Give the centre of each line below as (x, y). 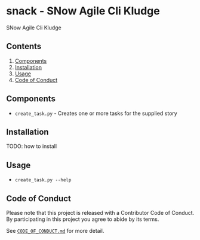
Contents (24, 46)
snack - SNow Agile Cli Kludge (83, 11)
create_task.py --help (43, 180)
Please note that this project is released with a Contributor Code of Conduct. (100, 213)
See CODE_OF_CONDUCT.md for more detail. (55, 231)
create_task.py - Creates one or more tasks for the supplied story (96, 113)
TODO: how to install (32, 146)
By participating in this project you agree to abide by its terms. (83, 219)
